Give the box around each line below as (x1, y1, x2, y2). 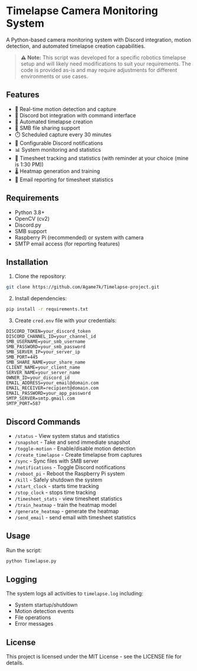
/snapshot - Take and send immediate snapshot (14, 438, 131, 446)
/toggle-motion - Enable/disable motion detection (14, 444, 136, 452)
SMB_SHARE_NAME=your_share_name (6, 359, 86, 365)
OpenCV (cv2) (14, 215, 50, 222)
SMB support (14, 227, 47, 234)
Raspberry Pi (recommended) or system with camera (14, 234, 144, 241)
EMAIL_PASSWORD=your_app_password (6, 391, 91, 397)
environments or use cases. (20, 73, 88, 80)
